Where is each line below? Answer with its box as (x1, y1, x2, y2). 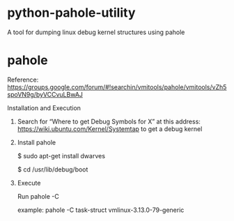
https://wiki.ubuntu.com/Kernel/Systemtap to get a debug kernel (17, 124, 203, 133)
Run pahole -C (17, 192, 59, 200)
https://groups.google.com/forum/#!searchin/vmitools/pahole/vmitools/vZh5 (7, 82, 227, 91)
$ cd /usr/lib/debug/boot (17, 165, 88, 174)
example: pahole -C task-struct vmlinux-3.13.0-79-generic (17, 206, 185, 214)
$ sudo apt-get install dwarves (17, 151, 106, 160)
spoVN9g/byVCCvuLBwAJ (7, 90, 84, 98)
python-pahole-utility (7, 5, 136, 21)
